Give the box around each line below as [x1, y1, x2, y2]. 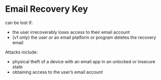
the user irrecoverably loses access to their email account [12, 29, 130, 35]
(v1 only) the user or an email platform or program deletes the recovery [12, 34, 157, 40]
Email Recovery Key [5, 3, 88, 15]
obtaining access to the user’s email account [12, 69, 103, 75]
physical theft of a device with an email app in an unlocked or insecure [12, 58, 156, 64]
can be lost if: [5, 20, 33, 26]
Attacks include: [5, 49, 38, 55]
